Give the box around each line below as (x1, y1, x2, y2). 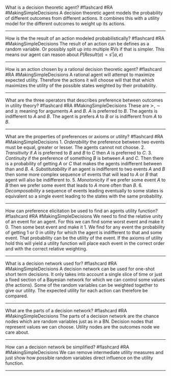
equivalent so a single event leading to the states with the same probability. (5, 193, 163, 199)
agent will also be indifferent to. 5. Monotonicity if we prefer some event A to (5, 177, 166, 183)
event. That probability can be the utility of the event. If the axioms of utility (5, 235, 163, 241)
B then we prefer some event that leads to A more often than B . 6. (5, 182, 143, 188)
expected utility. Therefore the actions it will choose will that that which (5, 77, 154, 83)
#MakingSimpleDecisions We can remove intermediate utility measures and (5, 349, 164, 355)
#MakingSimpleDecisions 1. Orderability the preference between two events (5, 139, 165, 145)
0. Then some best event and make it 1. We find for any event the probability (5, 224, 165, 230)
